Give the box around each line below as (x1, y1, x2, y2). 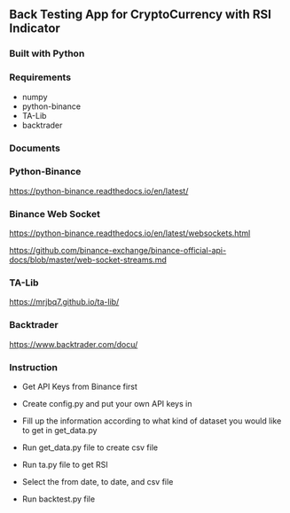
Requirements (9, 71, 72, 83)
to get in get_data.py (21, 425, 98, 436)
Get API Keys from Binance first (21, 381, 137, 393)
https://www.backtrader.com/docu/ (9, 338, 138, 349)
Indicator (9, 21, 60, 36)
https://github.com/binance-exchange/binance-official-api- (9, 245, 227, 256)
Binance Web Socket (9, 207, 100, 220)
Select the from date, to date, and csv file (21, 477, 174, 487)
